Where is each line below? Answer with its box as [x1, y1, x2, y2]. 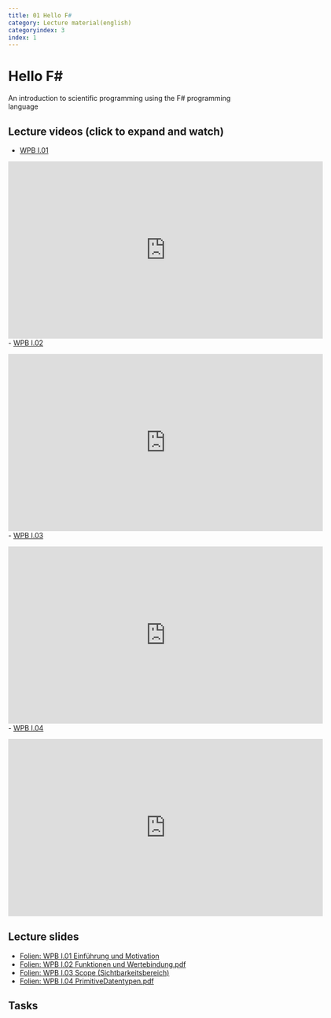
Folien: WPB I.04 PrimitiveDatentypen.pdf [19, 976, 155, 986]
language [8, 102, 39, 111]
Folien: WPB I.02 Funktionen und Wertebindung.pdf [19, 959, 186, 969]
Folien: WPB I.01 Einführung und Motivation [19, 951, 160, 960]
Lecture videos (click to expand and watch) [8, 124, 224, 138]
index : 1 [8, 33, 37, 42]
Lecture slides [8, 931, 79, 944]
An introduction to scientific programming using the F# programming [8, 94, 231, 103]
